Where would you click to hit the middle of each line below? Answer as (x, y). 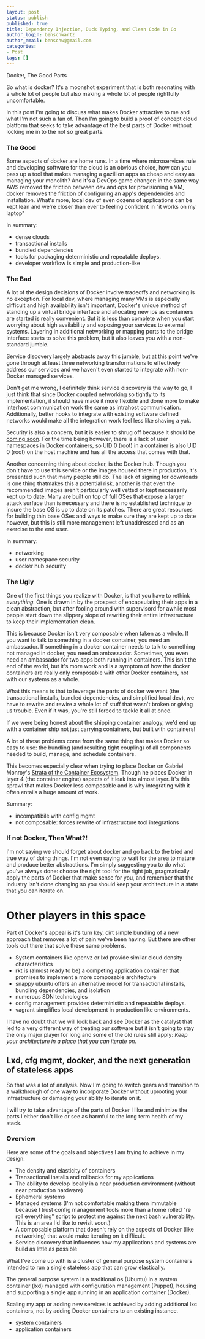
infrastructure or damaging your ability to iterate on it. (74, 1098)
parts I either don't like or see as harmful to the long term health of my (95, 1116)
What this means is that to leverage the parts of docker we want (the (93, 691)
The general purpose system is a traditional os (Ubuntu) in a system (92, 1279)
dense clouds (32, 236)
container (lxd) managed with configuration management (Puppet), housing (102, 1286)
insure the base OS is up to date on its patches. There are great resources (99, 510)
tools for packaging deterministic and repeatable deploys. (88, 256)
